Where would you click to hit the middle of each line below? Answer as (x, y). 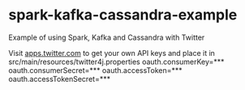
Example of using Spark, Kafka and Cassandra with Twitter (107, 37)
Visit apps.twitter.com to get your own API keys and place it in (112, 53)
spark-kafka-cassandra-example (123, 15)
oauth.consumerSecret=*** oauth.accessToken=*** (95, 70)
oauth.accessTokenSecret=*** (60, 79)
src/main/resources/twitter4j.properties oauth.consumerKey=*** (116, 62)
